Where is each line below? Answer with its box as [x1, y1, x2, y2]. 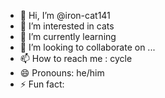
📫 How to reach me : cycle [19, 53, 133, 64]
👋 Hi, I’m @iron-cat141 [19, 10, 111, 21]
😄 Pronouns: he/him [19, 67, 105, 79]
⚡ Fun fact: [19, 78, 65, 90]
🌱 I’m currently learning [19, 31, 117, 42]
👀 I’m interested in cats [19, 20, 115, 32]
